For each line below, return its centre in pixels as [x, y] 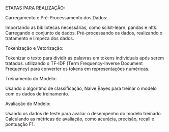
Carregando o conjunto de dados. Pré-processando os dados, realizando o [84, 33]
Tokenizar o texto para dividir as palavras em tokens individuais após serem [85, 58]
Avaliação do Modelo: [28, 104]
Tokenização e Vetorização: [34, 48]
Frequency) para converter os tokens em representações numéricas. [77, 69]
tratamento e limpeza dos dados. [40, 38]
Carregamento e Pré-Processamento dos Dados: [57, 18]
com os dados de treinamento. [37, 94]
